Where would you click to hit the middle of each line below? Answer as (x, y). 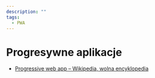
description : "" (26, 12)
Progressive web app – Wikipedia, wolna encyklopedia (82, 68)
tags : (13, 17)
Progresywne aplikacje (64, 52)
